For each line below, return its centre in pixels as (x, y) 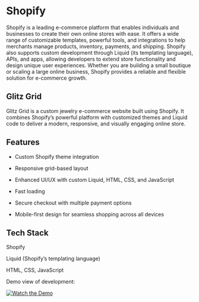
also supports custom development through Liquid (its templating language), (100, 52)
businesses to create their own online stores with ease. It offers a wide (93, 33)
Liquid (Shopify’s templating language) (53, 259)
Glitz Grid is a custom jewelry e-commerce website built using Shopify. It (95, 111)
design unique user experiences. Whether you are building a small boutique (99, 65)
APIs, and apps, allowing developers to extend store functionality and (91, 59)
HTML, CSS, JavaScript (35, 270)
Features (23, 142)
